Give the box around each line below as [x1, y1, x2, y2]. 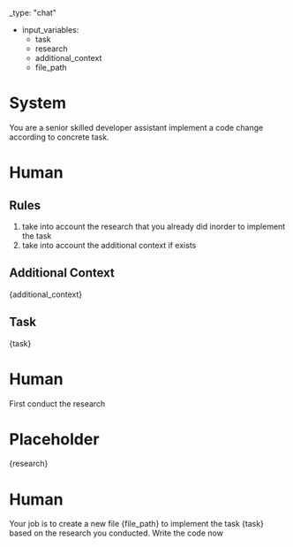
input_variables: [21, 25, 79, 34]
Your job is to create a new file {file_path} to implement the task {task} [9, 519, 265, 529]
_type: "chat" [9, 8, 57, 18]
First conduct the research [9, 398, 106, 409]
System [9, 93, 67, 113]
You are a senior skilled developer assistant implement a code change [9, 122, 264, 133]
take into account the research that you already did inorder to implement [21, 221, 286, 232]
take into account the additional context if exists [21, 239, 197, 250]
